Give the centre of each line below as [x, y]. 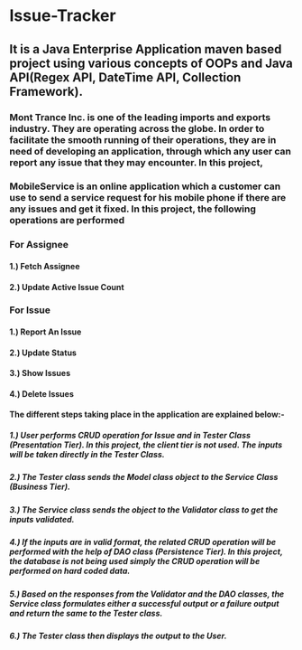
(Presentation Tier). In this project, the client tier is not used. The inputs [146, 445]
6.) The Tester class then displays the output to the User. [118, 636]
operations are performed [67, 221]
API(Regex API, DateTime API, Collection [125, 77]
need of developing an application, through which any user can [150, 151]
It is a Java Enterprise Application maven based [146, 49]
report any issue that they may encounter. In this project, [136, 162]
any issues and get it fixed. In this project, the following [133, 209]
